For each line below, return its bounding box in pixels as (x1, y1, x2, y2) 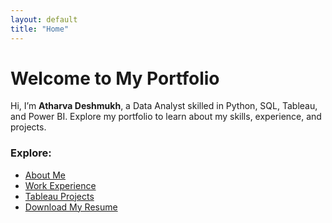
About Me (24, 169, 67, 181)
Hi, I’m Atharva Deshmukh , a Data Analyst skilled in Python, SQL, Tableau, (10, 100, 318, 112)
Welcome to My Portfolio (10, 67, 220, 90)
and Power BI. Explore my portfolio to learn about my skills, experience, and (10, 111, 322, 123)
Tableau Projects (24, 190, 95, 202)
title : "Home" (10, 24, 70, 34)
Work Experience (24, 179, 97, 191)
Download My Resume (24, 201, 118, 213)
